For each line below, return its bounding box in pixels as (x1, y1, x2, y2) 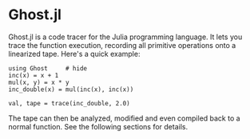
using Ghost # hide (8, 64, 88, 73)
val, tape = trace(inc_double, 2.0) (8, 99, 130, 107)
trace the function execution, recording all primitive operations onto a (8, 40, 236, 50)
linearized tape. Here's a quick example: (8, 49, 141, 58)
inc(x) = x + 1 (8, 71, 59, 79)
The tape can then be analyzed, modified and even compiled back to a (8, 113, 241, 123)
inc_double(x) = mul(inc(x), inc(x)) (8, 85, 134, 93)
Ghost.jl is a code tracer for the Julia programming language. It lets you (8, 32, 243, 42)
